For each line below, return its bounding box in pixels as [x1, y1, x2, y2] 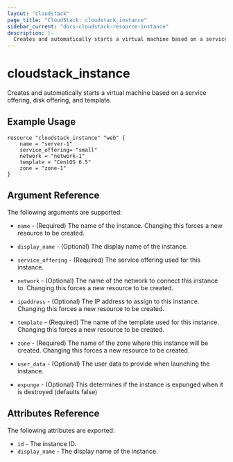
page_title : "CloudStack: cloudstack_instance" [7, 17, 148, 24]
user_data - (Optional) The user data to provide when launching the [17, 359, 210, 368]
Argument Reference [7, 190, 100, 202]
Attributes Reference [7, 408, 100, 420]
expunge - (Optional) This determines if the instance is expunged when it [17, 380, 223, 389]
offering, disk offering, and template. [7, 96, 112, 105]
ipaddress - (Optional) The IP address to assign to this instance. [17, 297, 200, 305]
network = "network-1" [19, 152, 85, 159]
